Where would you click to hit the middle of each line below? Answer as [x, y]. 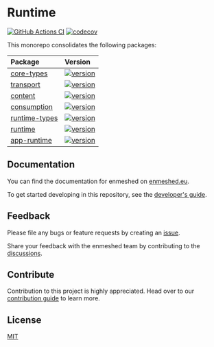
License [24, 320]
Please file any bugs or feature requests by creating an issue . [94, 232]
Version [77, 62]
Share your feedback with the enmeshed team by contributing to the [104, 246]
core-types [29, 73]
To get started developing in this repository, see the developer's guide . [107, 194]
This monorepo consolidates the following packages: [82, 45]
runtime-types [34, 118]
